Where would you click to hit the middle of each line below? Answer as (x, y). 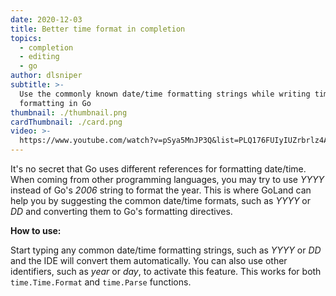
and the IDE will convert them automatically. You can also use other (149, 260)
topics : (26, 38)
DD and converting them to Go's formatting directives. (121, 211)
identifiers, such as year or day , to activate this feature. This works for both (166, 271)
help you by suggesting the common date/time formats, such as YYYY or (160, 200)
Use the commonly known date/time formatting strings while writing (165, 94)
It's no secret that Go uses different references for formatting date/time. (158, 169)
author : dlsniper (46, 76)
